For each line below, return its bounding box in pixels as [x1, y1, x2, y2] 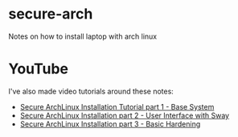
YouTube [8, 60, 68, 78]
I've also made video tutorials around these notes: [8, 86, 174, 96]
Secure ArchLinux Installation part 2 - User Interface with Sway [19, 110, 230, 120]
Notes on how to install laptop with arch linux [8, 31, 158, 41]
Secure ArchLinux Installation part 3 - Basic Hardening [19, 118, 201, 129]
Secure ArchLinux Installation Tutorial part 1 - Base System [19, 102, 215, 111]
